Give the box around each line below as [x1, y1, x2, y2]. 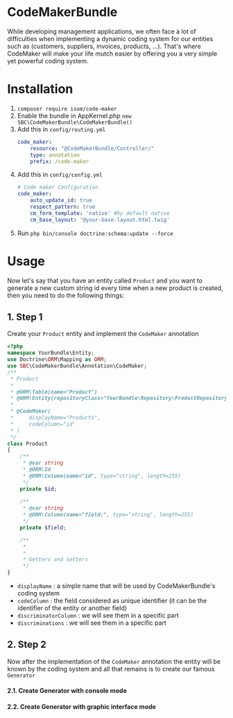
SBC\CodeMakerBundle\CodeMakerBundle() [17, 119, 133, 126]
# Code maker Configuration [17, 184, 98, 191]
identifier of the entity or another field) [17, 604, 127, 612]
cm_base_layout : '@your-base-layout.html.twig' [30, 216, 170, 223]
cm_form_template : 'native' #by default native [30, 209, 170, 216]
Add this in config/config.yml [17, 170, 103, 179]
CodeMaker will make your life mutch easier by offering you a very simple [7, 49, 218, 58]
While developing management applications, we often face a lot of [7, 27, 196, 35]
